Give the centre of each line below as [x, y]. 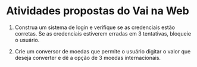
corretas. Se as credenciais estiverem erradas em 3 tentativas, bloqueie [103, 33]
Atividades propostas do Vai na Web [98, 11]
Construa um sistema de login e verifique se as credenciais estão [95, 27]
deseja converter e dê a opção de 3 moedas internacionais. [88, 58]
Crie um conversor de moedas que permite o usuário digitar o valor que [103, 51]
